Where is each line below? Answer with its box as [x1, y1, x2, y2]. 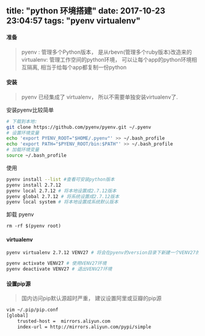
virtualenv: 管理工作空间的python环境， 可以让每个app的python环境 [21, 55, 192, 63]
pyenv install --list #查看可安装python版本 [6, 176, 115, 182]
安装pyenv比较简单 [6, 106, 54, 113]
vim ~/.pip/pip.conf [6, 307, 59, 313]
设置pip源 [6, 280, 31, 287]
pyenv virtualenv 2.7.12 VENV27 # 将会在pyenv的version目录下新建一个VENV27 [6, 249, 196, 256]
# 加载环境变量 [6, 147, 40, 153]
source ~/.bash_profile [6, 152, 67, 159]
